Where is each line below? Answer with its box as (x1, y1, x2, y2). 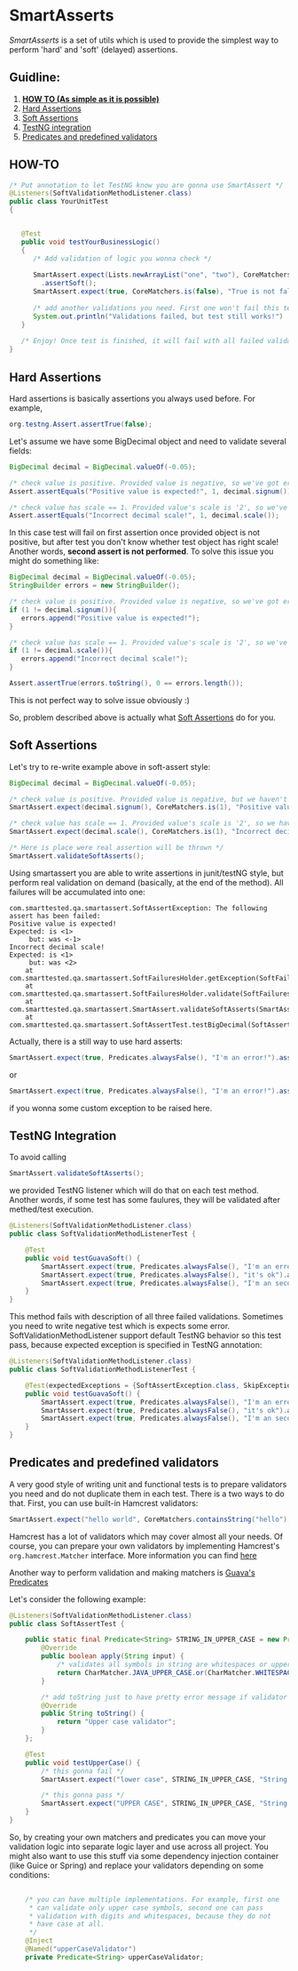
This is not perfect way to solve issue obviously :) (9, 694, 191, 705)
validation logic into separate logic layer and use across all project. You (9, 1841, 269, 1852)
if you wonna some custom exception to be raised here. (9, 1102, 213, 1113)
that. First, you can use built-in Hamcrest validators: (9, 1497, 199, 1508)
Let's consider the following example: (9, 1593, 146, 1605)
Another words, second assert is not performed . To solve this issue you (9, 546, 274, 557)
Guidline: (9, 70, 60, 85)
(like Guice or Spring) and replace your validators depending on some (9, 1860, 264, 1871)
